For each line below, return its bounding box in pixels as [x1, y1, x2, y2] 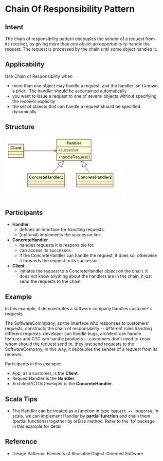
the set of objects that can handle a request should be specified [12, 104, 141, 109]
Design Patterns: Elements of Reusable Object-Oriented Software [12, 450, 144, 456]
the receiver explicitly [12, 98, 55, 104]
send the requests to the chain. [19, 278, 82, 284]
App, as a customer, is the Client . [12, 370, 79, 377]
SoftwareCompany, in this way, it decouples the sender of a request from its [5, 346, 158, 352]
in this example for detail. [12, 423, 63, 429]
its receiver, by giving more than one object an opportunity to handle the [5, 41, 150, 47]
